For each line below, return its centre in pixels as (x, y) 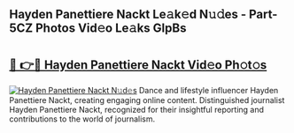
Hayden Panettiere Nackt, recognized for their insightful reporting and (136, 110)
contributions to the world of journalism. (82, 119)
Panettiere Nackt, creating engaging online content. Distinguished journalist (147, 100)
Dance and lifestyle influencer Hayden (209, 90)
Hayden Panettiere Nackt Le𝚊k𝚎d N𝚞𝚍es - (128, 15)
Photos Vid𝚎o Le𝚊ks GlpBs (111, 29)
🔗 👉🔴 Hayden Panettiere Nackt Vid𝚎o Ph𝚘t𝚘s (138, 65)
